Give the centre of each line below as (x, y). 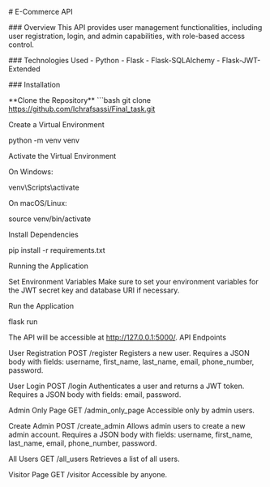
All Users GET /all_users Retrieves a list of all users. (94, 459)
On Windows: (31, 172)
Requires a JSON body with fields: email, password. (95, 395)
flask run (23, 322)
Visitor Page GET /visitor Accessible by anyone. (88, 474)
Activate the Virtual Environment (62, 156)
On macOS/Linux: (38, 203)
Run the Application (41, 306)
